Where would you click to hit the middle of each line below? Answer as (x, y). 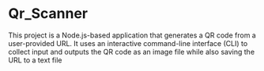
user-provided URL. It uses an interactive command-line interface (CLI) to (128, 43)
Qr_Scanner (48, 14)
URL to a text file (35, 60)
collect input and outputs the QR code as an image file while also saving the (132, 51)
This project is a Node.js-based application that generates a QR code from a (132, 35)
